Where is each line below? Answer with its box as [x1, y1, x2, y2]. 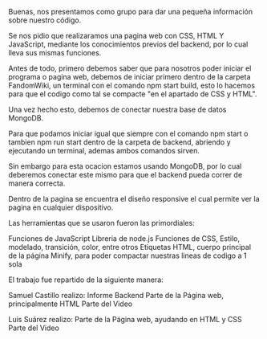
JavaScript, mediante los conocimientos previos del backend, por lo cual [8, 39, 249, 49]
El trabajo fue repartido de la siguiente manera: [8, 275, 164, 284]
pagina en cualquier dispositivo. [8, 202, 114, 212]
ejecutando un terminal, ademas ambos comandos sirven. [8, 146, 200, 155]
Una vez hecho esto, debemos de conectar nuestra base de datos [8, 104, 227, 114]
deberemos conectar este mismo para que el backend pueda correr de [8, 170, 243, 179]
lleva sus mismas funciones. [8, 48, 102, 57]
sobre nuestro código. [8, 15, 82, 25]
